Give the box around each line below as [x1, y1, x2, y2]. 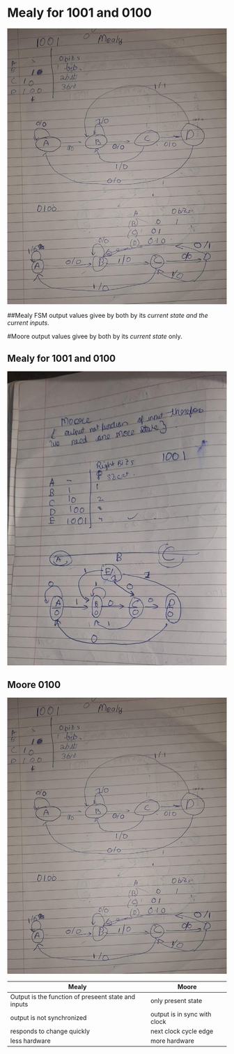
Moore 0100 [7, 679, 61, 691]
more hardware [150, 1037, 195, 1045]
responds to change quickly [10, 1027, 91, 1035]
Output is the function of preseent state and [10, 993, 136, 1001]
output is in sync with [150, 1009, 212, 1018]
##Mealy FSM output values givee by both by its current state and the [7, 312, 208, 320]
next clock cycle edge [150, 1027, 214, 1035]
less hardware [10, 1037, 51, 1045]
